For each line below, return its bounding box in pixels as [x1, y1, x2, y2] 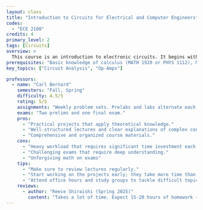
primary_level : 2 [6, 37, 50, 43]
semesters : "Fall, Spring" [17, 87, 85, 94]
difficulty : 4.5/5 [17, 93, 63, 99]
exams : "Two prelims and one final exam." [17, 110, 126, 116]
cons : [17, 138, 31, 144]
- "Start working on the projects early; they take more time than [22, 172, 196, 178]
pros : [17, 116, 31, 122]
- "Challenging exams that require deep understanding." [22, 149, 169, 155]
